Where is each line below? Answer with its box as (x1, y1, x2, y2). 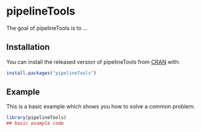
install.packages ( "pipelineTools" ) (6, 70, 97, 76)
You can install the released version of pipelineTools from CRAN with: (6, 58, 180, 65)
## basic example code (6, 120, 64, 127)
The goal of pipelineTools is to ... (6, 24, 88, 32)
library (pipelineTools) (6, 114, 67, 121)
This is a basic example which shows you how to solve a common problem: (6, 103, 195, 110)
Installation (6, 42, 50, 52)
